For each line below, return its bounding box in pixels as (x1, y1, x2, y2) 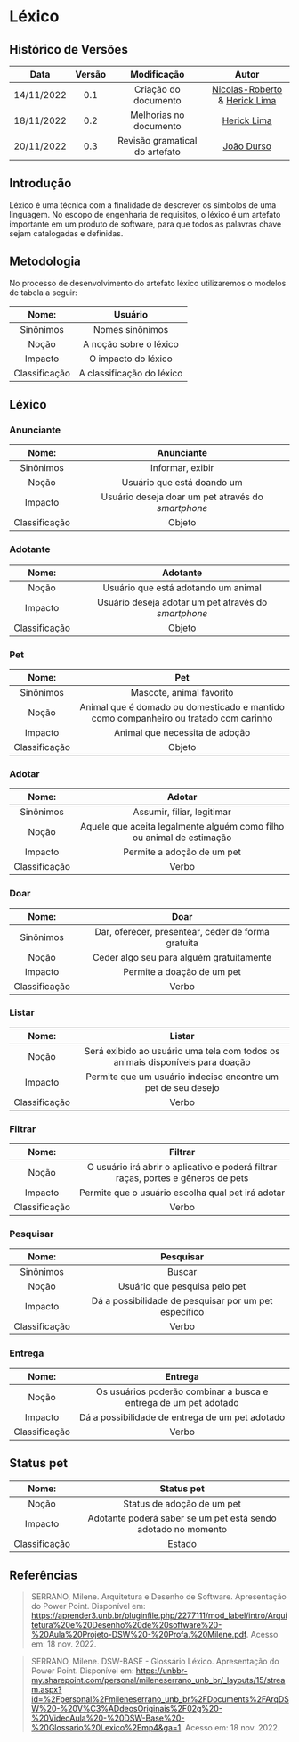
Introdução (9, 176, 72, 191)
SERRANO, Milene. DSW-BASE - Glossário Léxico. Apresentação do (30, 1656, 279, 1667)
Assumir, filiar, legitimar (133, 805, 231, 818)
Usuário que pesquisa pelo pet (117, 1280, 246, 1292)
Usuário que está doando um (121, 476, 243, 489)
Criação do (134, 83, 181, 95)
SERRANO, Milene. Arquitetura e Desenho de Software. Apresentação (30, 1591, 287, 1602)
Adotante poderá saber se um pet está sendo (87, 1512, 278, 1524)
